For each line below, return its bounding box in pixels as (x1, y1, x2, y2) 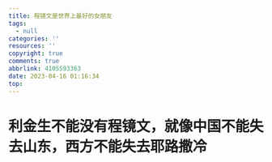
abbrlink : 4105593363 (8, 65, 82, 73)
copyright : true (8, 49, 63, 58)
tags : (8, 19, 27, 28)
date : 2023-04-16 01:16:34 (8, 72, 100, 80)
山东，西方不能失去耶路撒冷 (23, 137, 208, 156)
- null (15, 27, 38, 35)
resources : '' (8, 42, 57, 50)
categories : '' (8, 34, 60, 43)
